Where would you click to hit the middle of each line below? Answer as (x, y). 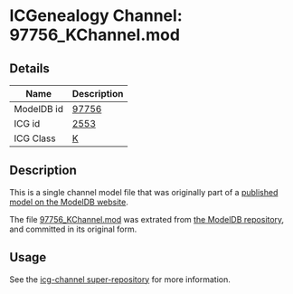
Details (29, 68)
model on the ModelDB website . (69, 202)
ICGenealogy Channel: (96, 16)
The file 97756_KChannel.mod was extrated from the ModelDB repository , (147, 219)
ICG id (27, 123)
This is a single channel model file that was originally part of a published (144, 192)
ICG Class (35, 138)
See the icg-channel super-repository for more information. (120, 279)
